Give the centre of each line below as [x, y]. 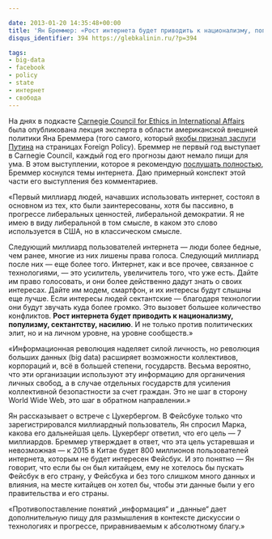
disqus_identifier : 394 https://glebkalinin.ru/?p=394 [103, 38]
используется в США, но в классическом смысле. [95, 231]
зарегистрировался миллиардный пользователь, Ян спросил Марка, [127, 424]
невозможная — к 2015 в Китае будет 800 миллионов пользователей [129, 450]
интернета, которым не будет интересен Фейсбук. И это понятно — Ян [132, 459]
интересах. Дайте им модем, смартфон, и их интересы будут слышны [130, 290]
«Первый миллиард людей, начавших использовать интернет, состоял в [134, 197]
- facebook [27, 68]
